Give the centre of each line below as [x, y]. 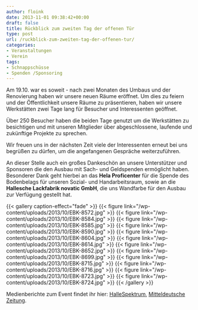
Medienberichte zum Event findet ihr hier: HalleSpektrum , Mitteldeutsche [96, 294]
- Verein [17, 56]
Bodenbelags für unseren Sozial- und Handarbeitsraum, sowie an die [91, 182]
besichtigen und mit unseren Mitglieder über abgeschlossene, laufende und [99, 127]
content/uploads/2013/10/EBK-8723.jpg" [56, 276]
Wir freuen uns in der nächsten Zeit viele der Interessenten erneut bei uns [97, 145]
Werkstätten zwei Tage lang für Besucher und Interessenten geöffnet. [92, 109]
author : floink [25, 12]
